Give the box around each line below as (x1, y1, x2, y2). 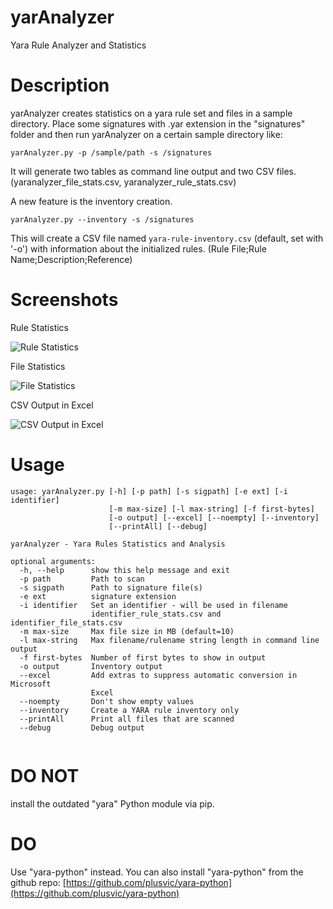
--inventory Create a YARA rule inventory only (19, 705, 240, 715)
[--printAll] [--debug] (108, 521, 208, 531)
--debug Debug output (19, 722, 145, 733)
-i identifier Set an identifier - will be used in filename (19, 600, 288, 610)
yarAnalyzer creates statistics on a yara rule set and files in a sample (10, 107, 293, 119)
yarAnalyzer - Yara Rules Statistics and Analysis (10, 539, 226, 549)
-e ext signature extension (19, 591, 177, 601)
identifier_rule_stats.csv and (90, 609, 222, 619)
